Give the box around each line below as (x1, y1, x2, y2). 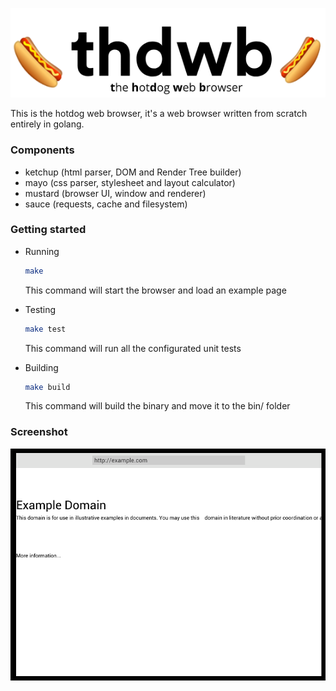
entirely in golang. (10, 118, 85, 130)
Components (10, 143, 75, 157)
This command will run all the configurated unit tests (24, 342, 242, 354)
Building (24, 361, 59, 373)
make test (24, 324, 67, 334)
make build (24, 382, 71, 392)
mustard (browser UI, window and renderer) (24, 187, 207, 199)
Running (24, 245, 60, 257)
